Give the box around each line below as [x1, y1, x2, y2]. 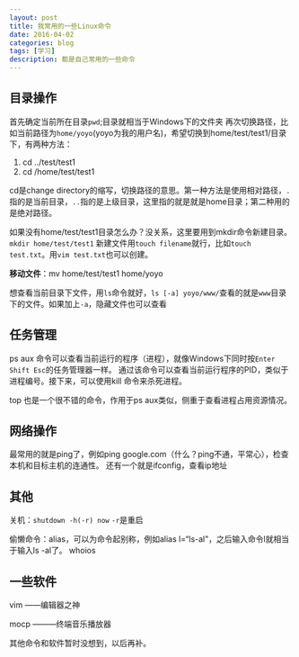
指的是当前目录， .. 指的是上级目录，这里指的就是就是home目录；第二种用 [9, 195, 283, 207]
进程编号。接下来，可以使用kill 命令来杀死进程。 [9, 375, 187, 386]
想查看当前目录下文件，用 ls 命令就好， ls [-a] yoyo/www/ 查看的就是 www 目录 [9, 287, 287, 298]
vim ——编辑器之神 [9, 599, 81, 610]
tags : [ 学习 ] [9, 47, 56, 56]
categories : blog [9, 38, 75, 48]
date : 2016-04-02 [9, 30, 75, 39]
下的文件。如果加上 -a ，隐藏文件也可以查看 [9, 298, 168, 309]
